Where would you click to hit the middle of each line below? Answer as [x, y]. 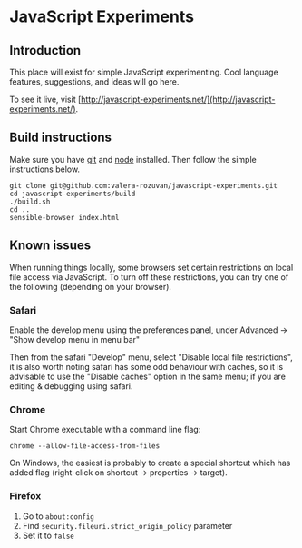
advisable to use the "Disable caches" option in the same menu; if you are [147, 376]
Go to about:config [58, 516]
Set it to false [48, 535]
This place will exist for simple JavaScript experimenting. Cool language [144, 72]
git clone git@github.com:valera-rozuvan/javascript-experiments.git [144, 185]
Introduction [45, 50]
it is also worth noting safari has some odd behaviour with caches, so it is [146, 366]
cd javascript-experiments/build [73, 194]
